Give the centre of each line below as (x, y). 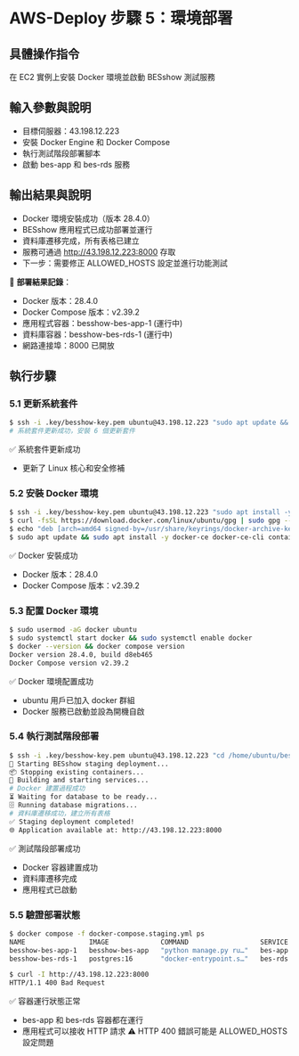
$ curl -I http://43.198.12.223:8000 (79, 975)
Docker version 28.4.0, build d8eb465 (81, 655)
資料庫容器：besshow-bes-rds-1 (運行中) (97, 334)
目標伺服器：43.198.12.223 (71, 131)
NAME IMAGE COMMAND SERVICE (149, 942)
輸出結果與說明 (50, 196)
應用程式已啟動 (49, 889)
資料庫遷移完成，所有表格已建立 (81, 241)
